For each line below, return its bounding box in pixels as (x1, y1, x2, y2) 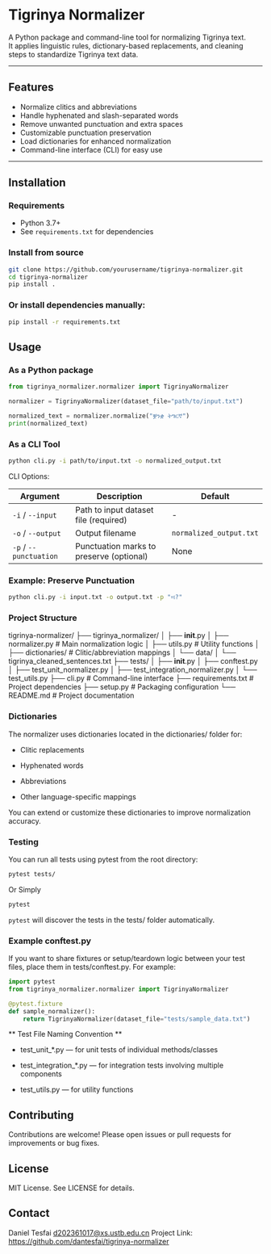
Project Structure (8, 612, 77, 623)
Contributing (8, 1108, 74, 1122)
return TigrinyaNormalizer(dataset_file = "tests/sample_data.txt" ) (23, 1015, 251, 1023)
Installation (8, 176, 66, 190)
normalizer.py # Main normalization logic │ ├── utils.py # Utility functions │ (8, 640, 260, 649)
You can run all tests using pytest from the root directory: (8, 854, 198, 864)
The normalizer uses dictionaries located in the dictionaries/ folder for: (8, 729, 243, 739)
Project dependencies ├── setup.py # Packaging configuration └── (8, 682, 236, 692)
